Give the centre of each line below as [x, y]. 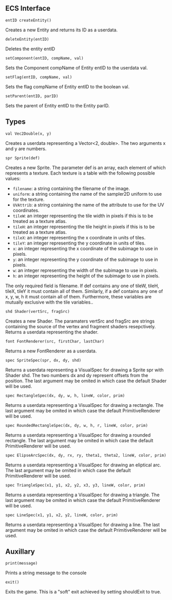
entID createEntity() [28, 20]
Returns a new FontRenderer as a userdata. [51, 351]
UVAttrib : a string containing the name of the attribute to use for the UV [88, 204]
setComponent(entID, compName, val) [44, 58]
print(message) [22, 564]
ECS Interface [28, 8]
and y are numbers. [26, 148]
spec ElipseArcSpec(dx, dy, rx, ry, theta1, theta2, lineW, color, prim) [86, 455]
